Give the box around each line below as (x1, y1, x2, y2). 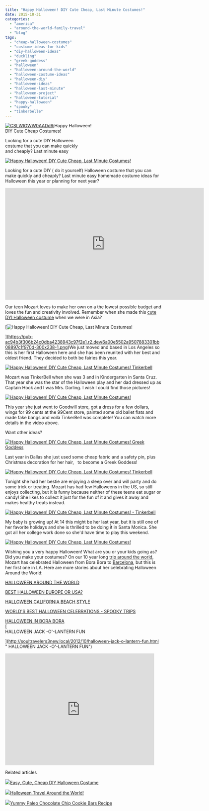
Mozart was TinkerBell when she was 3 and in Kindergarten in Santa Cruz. (5, 374, 157, 380)
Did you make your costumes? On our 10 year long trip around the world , (5, 554, 154, 560)
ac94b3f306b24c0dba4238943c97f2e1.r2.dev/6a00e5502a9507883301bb (5, 339, 160, 345)
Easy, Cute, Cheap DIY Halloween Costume (10, 779, 99, 786)
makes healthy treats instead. (5, 499, 66, 505)
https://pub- (8, 334, 33, 340)
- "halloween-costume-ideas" (9, 72, 70, 77)
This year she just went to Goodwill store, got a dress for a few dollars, (5, 404, 150, 410)
